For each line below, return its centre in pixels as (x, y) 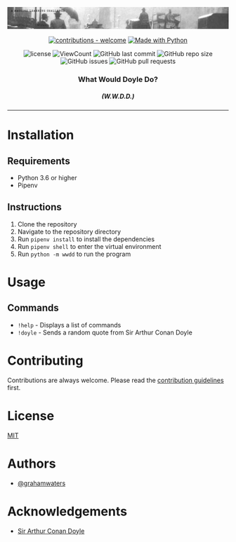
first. (14, 387)
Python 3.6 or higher (47, 178)
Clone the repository (47, 224)
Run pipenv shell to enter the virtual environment (89, 246)
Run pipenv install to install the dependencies (86, 239)
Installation (41, 135)
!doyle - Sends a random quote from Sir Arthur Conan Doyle (105, 332)
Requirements (39, 161)
